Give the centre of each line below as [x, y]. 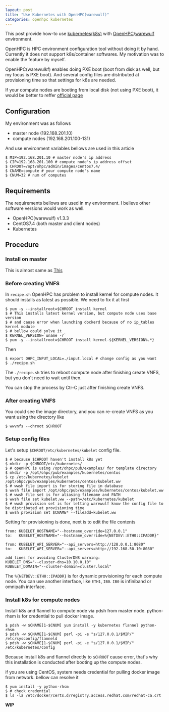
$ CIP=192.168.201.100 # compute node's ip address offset [69, 162]
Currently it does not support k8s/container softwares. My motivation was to [85, 54]
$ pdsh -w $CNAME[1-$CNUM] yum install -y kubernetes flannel [72, 625]
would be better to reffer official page [44, 95]
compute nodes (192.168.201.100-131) [51, 139]
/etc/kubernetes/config [30, 647]
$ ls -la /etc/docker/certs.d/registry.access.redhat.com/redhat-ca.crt [83, 695]
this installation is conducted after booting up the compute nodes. [74, 662]
